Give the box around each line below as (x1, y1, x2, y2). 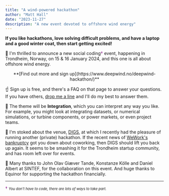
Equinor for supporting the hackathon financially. (5, 171, 107, 177)
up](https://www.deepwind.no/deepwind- (69, 71, 156, 77)
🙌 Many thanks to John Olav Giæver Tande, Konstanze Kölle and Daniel (5, 160, 153, 166)
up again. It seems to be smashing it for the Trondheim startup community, (5, 145, 160, 151)
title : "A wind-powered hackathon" (5, 7, 80, 13)
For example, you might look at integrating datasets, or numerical (5, 109, 140, 115)
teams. (5, 119, 20, 125)
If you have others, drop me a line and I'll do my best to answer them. (5, 94, 149, 100)
